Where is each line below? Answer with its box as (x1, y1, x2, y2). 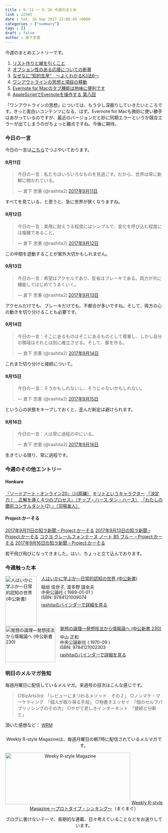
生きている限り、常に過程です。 (5, 452, 71, 458)
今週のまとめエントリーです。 (5, 49, 66, 55)
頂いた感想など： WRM (5, 722, 53, 728)
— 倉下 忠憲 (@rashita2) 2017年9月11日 (17, 188, 98, 194)
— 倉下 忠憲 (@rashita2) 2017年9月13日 (17, 292, 99, 298)
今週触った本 (5, 564, 36, 571)
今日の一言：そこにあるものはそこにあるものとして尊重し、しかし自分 (17, 333, 162, 339)
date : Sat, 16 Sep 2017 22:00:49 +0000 (5, 16, 91, 21)
